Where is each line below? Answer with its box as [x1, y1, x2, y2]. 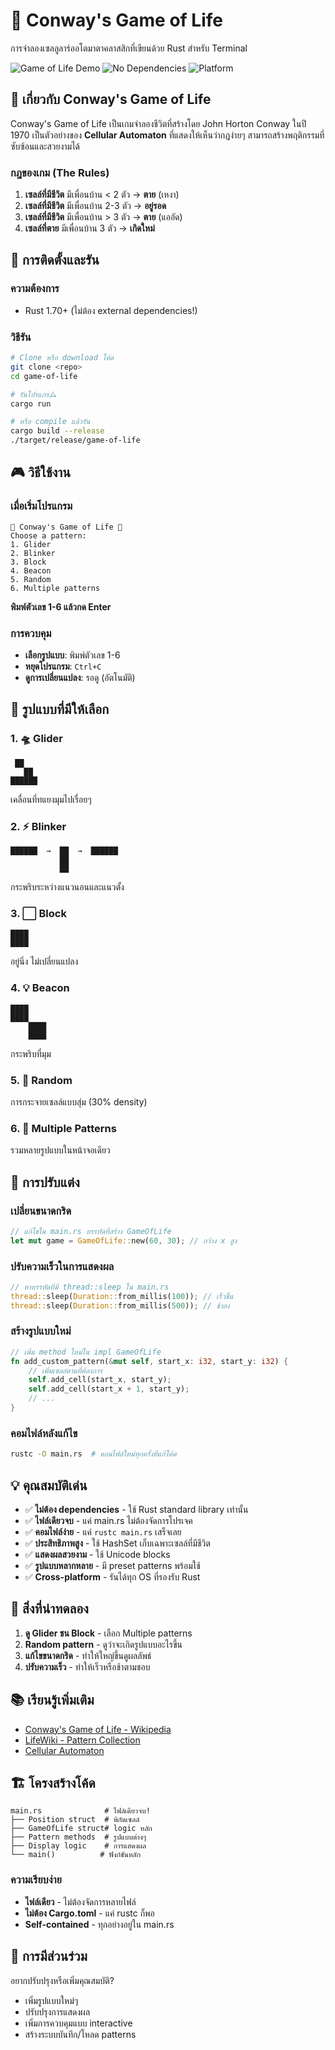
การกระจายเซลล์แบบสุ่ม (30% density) [10, 1095, 148, 1108]
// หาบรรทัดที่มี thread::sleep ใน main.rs [10, 1282, 170, 1292]
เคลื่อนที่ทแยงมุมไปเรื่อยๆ [10, 793, 92, 805]
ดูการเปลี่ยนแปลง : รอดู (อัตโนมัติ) [24, 672, 136, 684]
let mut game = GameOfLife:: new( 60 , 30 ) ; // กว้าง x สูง [10, 1235, 238, 1246]
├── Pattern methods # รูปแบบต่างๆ [10, 1832, 147, 1843]
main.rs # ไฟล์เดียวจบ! [10, 1806, 151, 1816]
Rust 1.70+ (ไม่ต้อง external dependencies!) [24, 304, 198, 316]
